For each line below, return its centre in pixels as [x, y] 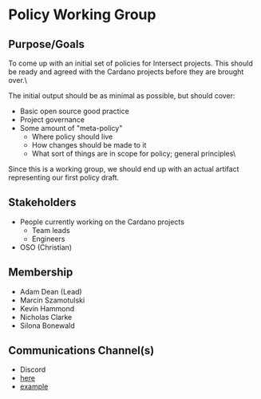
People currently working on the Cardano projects [102, 222]
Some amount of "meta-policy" [71, 128]
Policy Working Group [82, 15]
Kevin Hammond [47, 308]
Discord [33, 369]
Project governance [52, 120]
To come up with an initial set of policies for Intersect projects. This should [130, 63]
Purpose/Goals [47, 44]
